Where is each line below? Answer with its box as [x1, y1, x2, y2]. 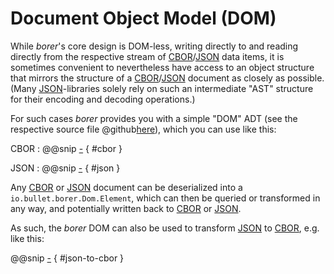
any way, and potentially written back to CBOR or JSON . [10, 202, 242, 214]
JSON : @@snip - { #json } [10, 162, 121, 174]
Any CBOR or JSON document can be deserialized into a [10, 181, 243, 193]
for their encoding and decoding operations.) [10, 93, 196, 105]
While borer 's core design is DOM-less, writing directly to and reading [10, 40, 299, 52]
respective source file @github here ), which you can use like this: [10, 123, 277, 135]
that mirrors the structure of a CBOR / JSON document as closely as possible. [10, 72, 325, 84]
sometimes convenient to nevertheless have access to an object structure [10, 61, 315, 73]
